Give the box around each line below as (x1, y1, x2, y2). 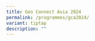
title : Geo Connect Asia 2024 (6, 8, 82, 15)
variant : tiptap (6, 20, 47, 26)
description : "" (6, 25, 47, 32)
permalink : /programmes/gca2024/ (6, 14, 90, 20)
